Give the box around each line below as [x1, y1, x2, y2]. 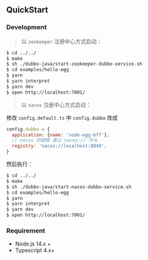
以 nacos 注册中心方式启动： [21, 101, 92, 108]
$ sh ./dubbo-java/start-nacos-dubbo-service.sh [6, 183, 132, 190]
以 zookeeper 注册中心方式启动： [21, 38, 103, 45]
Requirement [6, 226, 45, 234]
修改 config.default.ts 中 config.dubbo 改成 [6, 114, 118, 121]
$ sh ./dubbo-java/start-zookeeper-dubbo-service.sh [6, 61, 143, 67]
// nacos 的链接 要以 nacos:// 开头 [12, 137, 98, 143]
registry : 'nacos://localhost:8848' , [12, 143, 107, 149]
